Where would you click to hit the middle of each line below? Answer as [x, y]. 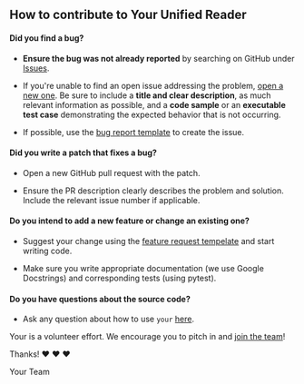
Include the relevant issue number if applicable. [111, 200]
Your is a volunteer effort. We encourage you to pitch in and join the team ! [147, 337]
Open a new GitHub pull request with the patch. [112, 172]
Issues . [36, 68]
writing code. [47, 251]
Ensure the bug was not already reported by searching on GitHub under [158, 58]
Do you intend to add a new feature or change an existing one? [129, 221]
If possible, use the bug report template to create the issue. [133, 132]
